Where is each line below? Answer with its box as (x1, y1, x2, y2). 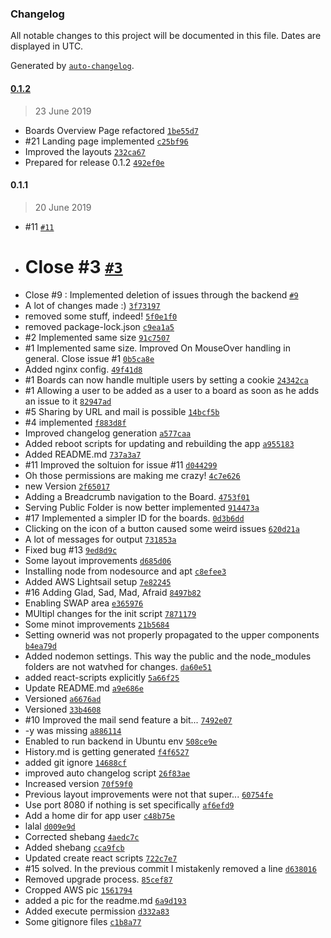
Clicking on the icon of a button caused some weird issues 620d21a (24, 522, 300, 534)
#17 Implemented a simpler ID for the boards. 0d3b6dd (24, 512, 245, 524)
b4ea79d (24, 641, 57, 651)
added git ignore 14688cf (24, 756, 127, 768)
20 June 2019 (34, 201, 92, 213)
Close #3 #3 (24, 255, 123, 278)
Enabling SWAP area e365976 (24, 597, 144, 609)
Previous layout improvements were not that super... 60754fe (24, 788, 274, 800)
